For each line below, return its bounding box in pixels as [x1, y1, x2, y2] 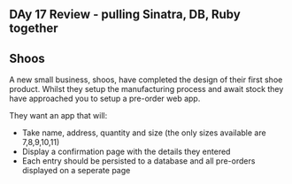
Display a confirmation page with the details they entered [21, 146, 231, 157]
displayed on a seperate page [21, 165, 131, 176]
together [9, 21, 59, 36]
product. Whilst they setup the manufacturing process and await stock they [9, 84, 284, 95]
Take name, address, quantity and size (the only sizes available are [21, 127, 267, 138]
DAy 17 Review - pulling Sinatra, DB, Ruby [9, 7, 241, 22]
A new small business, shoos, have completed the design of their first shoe [9, 74, 283, 85]
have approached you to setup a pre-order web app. [9, 93, 201, 104]
